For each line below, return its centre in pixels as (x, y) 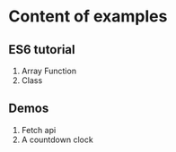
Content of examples (88, 17)
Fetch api (39, 130)
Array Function (49, 71)
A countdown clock (57, 139)
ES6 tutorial (42, 50)
